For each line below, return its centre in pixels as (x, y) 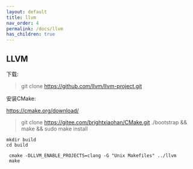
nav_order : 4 (23, 23)
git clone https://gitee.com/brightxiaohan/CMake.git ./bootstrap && (104, 122)
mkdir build (21, 139)
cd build (17, 145)
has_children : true (31, 34)
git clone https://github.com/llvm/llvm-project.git (81, 86)
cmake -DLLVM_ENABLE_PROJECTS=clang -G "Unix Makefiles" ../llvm (93, 155)
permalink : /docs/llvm (35, 29)
